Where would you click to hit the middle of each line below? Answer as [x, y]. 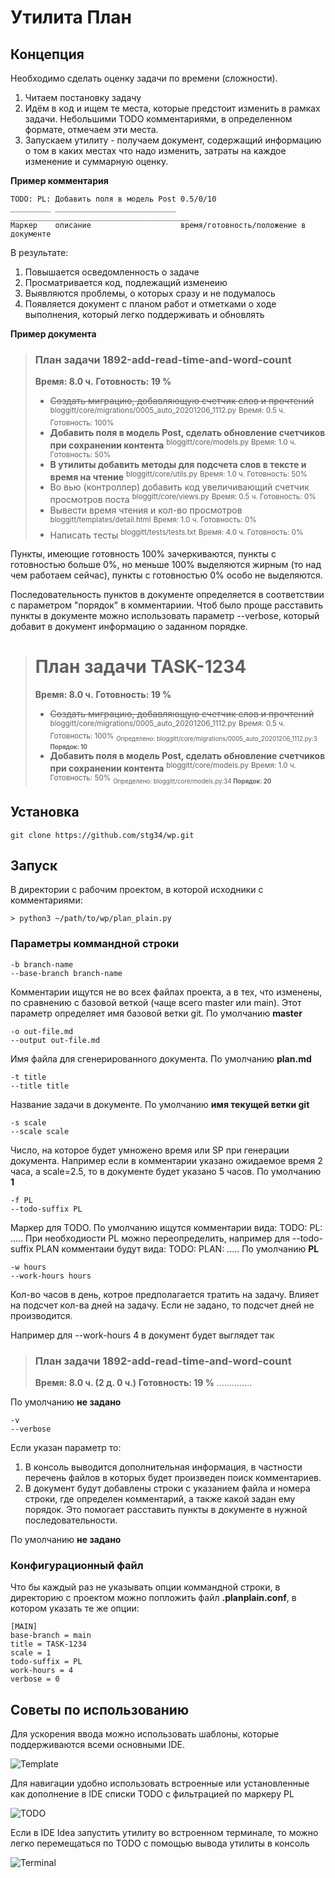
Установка [45, 812]
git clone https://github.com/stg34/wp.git [102, 835]
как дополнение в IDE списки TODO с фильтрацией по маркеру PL [152, 1794]
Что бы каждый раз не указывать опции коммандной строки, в [145, 1587]
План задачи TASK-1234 [140, 667]
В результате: [39, 252]
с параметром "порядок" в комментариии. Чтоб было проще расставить [166, 605]
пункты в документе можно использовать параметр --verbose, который [165, 616]
